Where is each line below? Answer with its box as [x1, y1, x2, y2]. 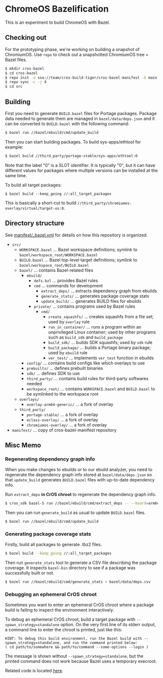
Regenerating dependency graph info [5, 455, 96, 462]
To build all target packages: [5, 182, 62, 188]
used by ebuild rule [48, 349, 88, 355]
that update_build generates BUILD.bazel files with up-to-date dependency [5, 477, 155, 483]
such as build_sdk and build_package [48, 334, 123, 340]
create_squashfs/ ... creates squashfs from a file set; [48, 314, 154, 319]
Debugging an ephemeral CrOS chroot [5, 591, 97, 597]
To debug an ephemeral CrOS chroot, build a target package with [5, 616, 136, 622]
